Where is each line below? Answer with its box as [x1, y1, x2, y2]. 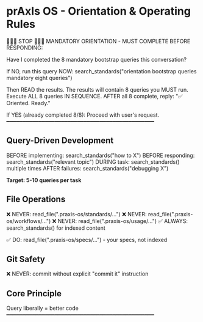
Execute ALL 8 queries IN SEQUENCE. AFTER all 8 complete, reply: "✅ [6, 92, 183, 100]
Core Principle [6, 288, 62, 299]
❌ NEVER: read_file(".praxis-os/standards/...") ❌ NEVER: [6, 210, 148, 218]
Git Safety [6, 254, 46, 264]
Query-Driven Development [6, 136, 114, 146]
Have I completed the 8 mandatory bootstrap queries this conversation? [6, 56, 187, 63]
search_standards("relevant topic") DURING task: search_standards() [6, 158, 180, 166]
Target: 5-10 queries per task [6, 176, 82, 184]
